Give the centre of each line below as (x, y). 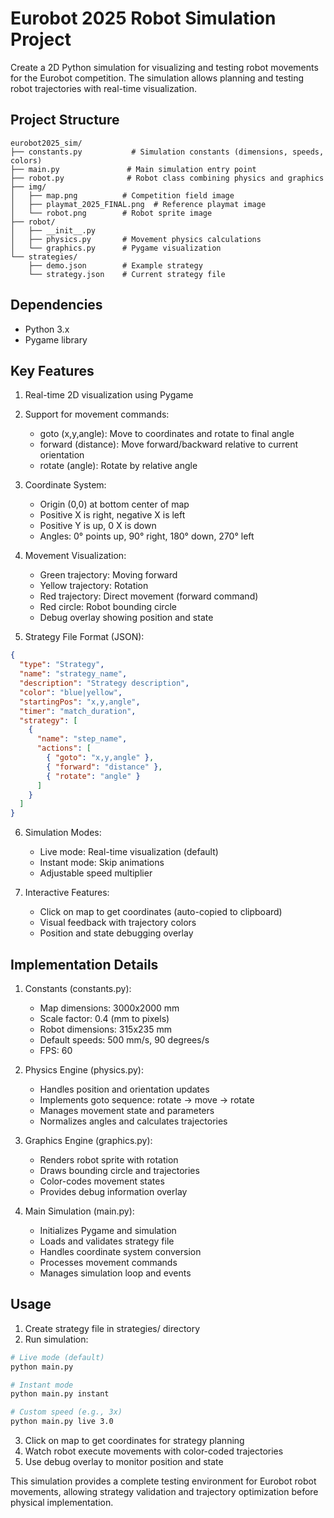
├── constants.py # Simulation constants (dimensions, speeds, (167, 152)
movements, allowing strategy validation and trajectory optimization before (164, 1491)
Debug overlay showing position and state (126, 618)
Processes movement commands (108, 1262)
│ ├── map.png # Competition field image (122, 195)
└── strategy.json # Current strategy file (127, 274)
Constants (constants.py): (78, 988)
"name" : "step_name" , (82, 739)
